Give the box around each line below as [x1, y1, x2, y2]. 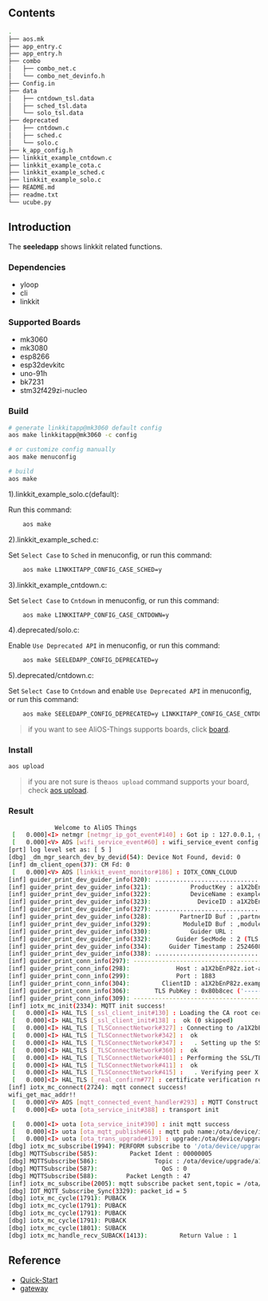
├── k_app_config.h [8, 146, 73, 154]
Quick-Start [19, 1275, 58, 1284]
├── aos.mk [8, 35, 45, 43]
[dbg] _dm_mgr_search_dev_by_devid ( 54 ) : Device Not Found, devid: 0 [8, 854, 241, 862]
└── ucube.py [8, 198, 52, 206]
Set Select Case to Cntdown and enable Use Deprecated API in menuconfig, [8, 686, 252, 696]
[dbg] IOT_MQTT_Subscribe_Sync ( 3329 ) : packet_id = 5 [8, 1187, 187, 1195]
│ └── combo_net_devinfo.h [8, 72, 105, 81]
